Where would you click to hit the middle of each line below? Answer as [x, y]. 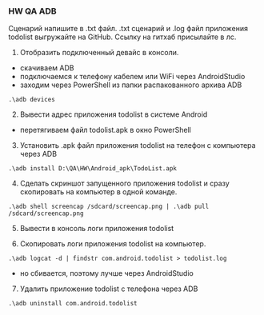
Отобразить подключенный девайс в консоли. [99, 53]
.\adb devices [32, 100]
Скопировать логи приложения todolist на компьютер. [113, 244]
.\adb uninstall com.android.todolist [73, 304]
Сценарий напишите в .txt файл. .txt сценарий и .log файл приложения [128, 29]
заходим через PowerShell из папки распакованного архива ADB [131, 85]
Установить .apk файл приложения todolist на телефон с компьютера [138, 146]
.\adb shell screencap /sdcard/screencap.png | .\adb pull [109, 207]
